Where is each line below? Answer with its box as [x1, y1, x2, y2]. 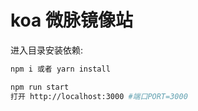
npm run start [10, 82, 70, 92]
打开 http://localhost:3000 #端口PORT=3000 [10, 91, 188, 101]
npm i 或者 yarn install [10, 64, 111, 74]
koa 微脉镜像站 [10, 9, 133, 32]
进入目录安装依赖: [10, 44, 84, 56]
